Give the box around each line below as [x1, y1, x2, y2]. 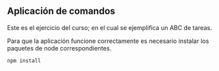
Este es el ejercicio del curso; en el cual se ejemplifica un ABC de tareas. [7, 23, 212, 31]
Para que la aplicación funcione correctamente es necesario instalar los [7, 37, 209, 45]
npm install [7, 57, 41, 64]
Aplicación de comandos [7, 5, 116, 17]
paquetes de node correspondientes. [7, 44, 112, 52]
